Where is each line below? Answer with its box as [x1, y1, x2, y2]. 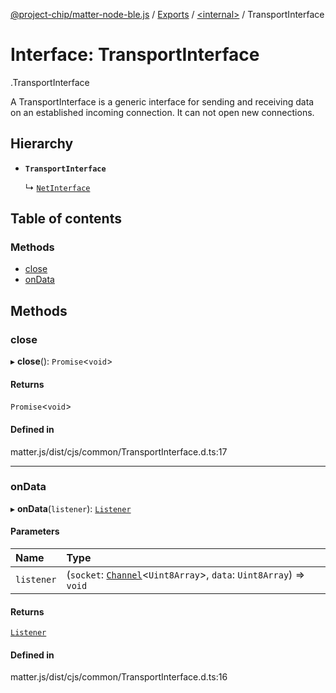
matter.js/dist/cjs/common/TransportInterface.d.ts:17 [10, 445, 228, 458]
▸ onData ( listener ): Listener [10, 502, 132, 514]
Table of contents [10, 210, 122, 228]
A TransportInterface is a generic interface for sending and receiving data [10, 95, 315, 108]
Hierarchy [10, 135, 74, 153]
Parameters [10, 525, 60, 538]
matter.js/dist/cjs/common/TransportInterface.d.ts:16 [10, 671, 228, 683]
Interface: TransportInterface [10, 44, 260, 66]
